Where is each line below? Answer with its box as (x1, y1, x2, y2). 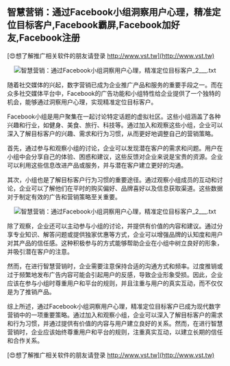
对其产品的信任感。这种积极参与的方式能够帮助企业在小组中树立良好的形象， (7, 239, 223, 247)
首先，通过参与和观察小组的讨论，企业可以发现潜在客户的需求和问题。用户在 (7, 144, 223, 152)
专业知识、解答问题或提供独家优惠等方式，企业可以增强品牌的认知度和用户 (12, 230, 223, 238)
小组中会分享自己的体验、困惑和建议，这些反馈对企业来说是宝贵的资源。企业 (7, 153, 223, 161)
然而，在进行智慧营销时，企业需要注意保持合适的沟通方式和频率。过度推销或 (7, 262, 223, 270)
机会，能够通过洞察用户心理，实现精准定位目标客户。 (7, 98, 157, 106)
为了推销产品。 (12, 287, 55, 296)
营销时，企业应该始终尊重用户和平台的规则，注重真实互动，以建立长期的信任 (7, 328, 223, 336)
